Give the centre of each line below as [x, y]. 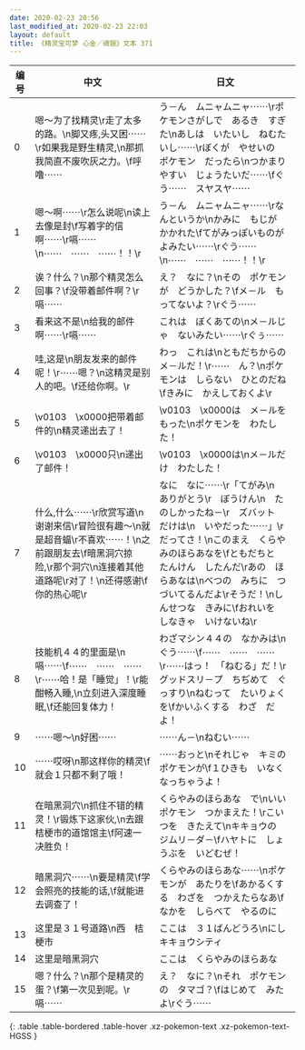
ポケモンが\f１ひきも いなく [221, 768]
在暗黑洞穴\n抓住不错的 [85, 805]
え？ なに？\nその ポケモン [223, 277]
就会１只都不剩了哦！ [81, 775]
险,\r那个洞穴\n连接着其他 [89, 567]
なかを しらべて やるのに [218, 912]
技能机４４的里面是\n [80, 653]
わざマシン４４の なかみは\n [223, 639]
